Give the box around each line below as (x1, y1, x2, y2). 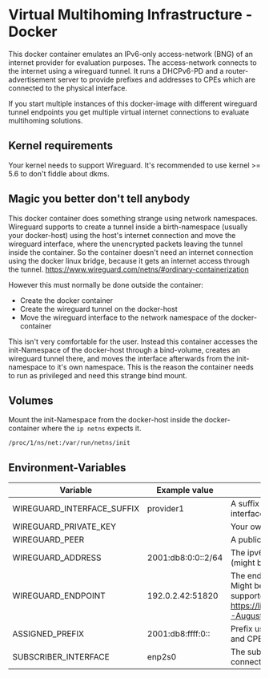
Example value (156, 485, 214, 496)
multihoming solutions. (8, 115, 83, 125)
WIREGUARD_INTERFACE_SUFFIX (12, 503, 140, 515)
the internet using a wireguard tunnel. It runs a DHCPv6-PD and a (8, 66, 224, 75)
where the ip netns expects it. (41, 423, 142, 434)
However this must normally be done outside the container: (8, 280, 204, 289)
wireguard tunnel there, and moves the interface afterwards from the (8, 353, 235, 363)
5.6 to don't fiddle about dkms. (8, 168, 110, 178)
